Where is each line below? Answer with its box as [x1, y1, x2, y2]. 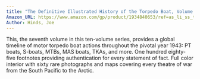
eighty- [168, 48, 186, 55]
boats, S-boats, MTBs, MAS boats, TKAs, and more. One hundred [6, 48, 167, 55]
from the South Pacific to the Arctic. [6, 67, 94, 74]
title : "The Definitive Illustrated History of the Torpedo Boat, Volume [6, 8, 193, 15]
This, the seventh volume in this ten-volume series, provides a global [6, 36, 175, 43]
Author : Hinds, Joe [6, 19, 55, 25]
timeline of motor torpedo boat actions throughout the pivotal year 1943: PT [6, 42, 192, 49]
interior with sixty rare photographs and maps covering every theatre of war [6, 61, 192, 68]
